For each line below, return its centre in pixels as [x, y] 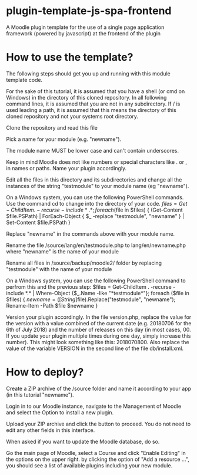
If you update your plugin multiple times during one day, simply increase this [98, 336]
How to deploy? [45, 372]
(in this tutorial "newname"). [40, 395]
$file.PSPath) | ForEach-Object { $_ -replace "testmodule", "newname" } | [95, 216]
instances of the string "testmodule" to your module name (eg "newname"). [98, 186]
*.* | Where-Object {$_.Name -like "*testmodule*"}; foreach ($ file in [107, 293]
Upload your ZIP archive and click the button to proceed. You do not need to [98, 424]
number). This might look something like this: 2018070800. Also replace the [98, 342]
